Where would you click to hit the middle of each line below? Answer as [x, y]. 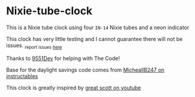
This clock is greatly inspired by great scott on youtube [74, 87]
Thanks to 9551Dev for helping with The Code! [63, 58]
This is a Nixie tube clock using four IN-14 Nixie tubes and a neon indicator [97, 27]
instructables [22, 76]
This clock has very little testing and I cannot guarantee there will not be [95, 39]
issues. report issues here [34, 46]
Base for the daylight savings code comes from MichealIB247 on [85, 70]
